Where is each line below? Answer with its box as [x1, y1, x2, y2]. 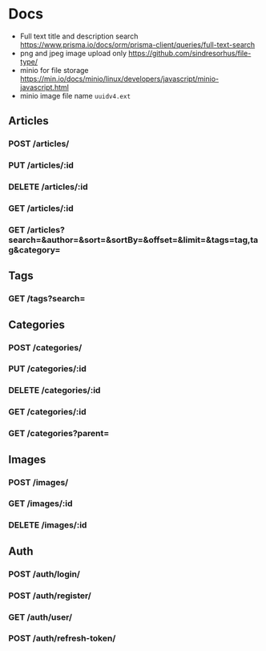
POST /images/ [8, 476, 69, 487]
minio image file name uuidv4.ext [19, 91, 131, 100]
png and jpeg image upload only [19, 48, 127, 58]
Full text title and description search [19, 31, 139, 41]
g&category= [8, 244, 61, 255]
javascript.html [19, 82, 70, 92]
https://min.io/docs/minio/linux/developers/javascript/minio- [19, 74, 219, 83]
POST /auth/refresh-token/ [8, 633, 116, 644]
